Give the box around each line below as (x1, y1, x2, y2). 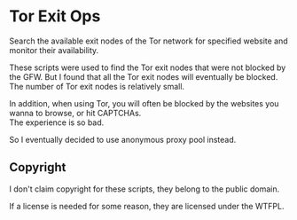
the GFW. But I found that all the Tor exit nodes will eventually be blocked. (9, 71, 278, 82)
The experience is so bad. (9, 117, 105, 128)
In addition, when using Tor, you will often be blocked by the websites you (9, 98, 279, 108)
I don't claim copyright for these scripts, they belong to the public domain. (9, 184, 280, 194)
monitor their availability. (9, 44, 99, 55)
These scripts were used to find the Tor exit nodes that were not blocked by (9, 62, 286, 73)
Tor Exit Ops (9, 6, 101, 27)
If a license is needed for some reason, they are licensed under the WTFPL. (9, 200, 285, 211)
